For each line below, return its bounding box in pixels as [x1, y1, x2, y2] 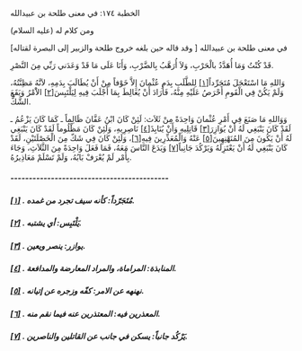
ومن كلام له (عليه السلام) [10, 25, 94, 35]
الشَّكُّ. [10, 96, 31, 107]
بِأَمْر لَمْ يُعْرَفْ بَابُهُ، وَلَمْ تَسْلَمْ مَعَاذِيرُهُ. [10, 152, 133, 162]
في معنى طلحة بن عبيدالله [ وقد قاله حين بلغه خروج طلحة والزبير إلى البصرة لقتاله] [10, 42, 288, 53]
